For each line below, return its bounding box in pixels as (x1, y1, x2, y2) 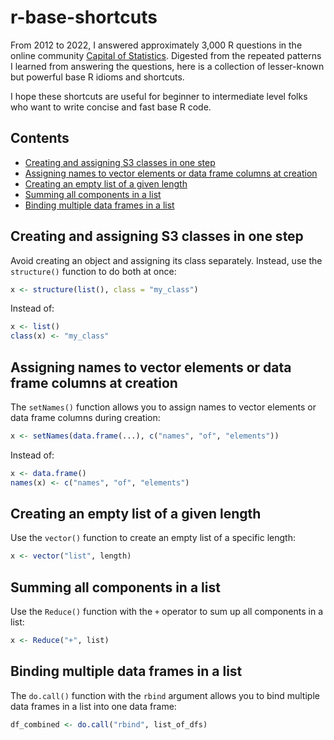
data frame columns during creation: (10, 412, 161, 423)
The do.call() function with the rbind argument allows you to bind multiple (10, 689, 320, 701)
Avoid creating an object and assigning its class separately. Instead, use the (10, 254, 323, 266)
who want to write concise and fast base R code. (10, 101, 212, 113)
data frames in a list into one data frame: (10, 700, 177, 712)
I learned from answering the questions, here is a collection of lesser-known (10, 60, 325, 72)
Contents (10, 130, 70, 147)
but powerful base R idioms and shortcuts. (10, 71, 185, 83)
